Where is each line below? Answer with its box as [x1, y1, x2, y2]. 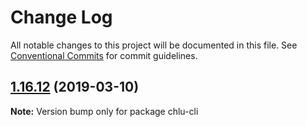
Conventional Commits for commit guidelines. [10, 49, 198, 61]
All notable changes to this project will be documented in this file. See [10, 39, 298, 51]
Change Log [10, 6, 113, 29]
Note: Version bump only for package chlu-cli [10, 105, 199, 117]
